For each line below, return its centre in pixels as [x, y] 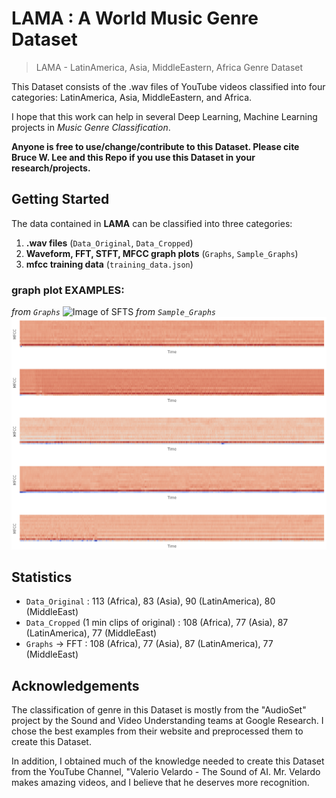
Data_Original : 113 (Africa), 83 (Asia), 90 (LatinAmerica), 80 [150, 601]
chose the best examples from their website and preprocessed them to [157, 731]
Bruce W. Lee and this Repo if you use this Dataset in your [133, 157]
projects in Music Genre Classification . [91, 127]
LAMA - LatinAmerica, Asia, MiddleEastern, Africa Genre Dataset [169, 67]
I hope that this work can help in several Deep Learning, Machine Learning [164, 116]
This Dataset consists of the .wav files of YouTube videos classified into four [168, 86]
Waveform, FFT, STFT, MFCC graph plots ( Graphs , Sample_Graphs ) [162, 253]
